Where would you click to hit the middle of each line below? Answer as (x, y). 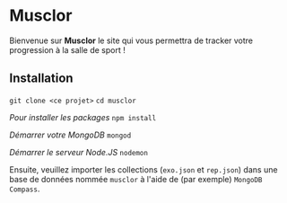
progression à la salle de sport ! (67, 49)
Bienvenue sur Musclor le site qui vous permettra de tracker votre (131, 40)
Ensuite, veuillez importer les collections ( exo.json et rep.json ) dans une (143, 169)
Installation (41, 79)
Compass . (25, 189)
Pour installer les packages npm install (83, 117)
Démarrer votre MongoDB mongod (70, 135)
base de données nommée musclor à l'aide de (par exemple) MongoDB (136, 179)
